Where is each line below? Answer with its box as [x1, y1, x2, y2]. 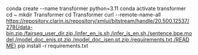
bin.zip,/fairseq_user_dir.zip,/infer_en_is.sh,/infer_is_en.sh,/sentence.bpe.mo [6, 30, 192, 37]
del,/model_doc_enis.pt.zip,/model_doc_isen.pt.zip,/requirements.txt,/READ [6, 36, 190, 43]
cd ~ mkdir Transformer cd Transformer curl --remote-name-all [6, 11, 161, 18]
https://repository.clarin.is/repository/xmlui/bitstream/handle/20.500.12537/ [6, 18, 190, 24]
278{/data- [6, 23, 33, 30]
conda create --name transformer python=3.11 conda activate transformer [6, 5, 186, 12]
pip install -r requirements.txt [17, 42, 89, 49]
